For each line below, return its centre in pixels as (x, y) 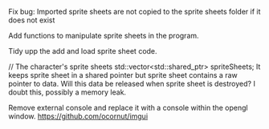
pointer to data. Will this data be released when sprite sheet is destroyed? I (132, 84)
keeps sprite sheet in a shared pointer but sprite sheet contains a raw (123, 75)
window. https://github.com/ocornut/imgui (78, 116)
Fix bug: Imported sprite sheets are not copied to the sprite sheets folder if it (134, 12)
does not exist (32, 20)
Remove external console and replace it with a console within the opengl (128, 108)
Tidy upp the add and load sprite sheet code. (83, 51)
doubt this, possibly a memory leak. (67, 92)
